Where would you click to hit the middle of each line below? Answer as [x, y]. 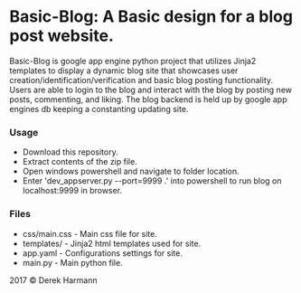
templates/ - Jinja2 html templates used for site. [112, 243]
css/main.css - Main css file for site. [90, 233]
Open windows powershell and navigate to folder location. [131, 171]
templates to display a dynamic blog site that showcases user [124, 71]
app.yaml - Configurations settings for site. [102, 253]
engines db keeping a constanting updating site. [99, 109]
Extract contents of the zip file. [80, 162]
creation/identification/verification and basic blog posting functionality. [141, 80]
